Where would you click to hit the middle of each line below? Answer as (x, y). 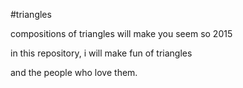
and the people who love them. (74, 72)
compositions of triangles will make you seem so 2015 (121, 33)
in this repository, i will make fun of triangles (101, 53)
